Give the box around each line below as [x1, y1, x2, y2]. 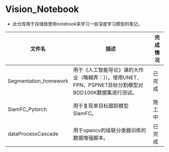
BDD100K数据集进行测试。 [73, 89, 137, 96]
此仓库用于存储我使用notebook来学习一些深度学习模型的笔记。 [12, 21, 143, 27]
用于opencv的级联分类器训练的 [73, 127, 147, 134]
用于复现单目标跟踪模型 [73, 102, 129, 109]
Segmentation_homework [8, 77, 69, 84]
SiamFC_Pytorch [8, 106, 47, 113]
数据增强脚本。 [73, 134, 109, 141]
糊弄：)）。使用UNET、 [88, 74, 142, 81]
